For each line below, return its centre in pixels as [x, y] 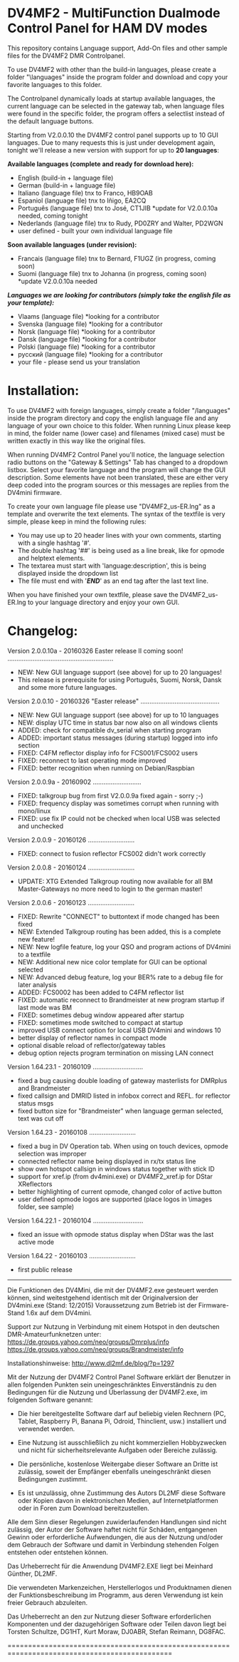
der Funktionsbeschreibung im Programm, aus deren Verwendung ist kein [115, 1595]
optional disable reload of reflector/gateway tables [91, 1045]
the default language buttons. [51, 121]
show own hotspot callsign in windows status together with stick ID [116, 1168]
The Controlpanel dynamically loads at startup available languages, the [111, 98]
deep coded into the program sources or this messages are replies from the [118, 485]
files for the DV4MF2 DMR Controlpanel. [67, 56]
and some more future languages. [67, 687]
